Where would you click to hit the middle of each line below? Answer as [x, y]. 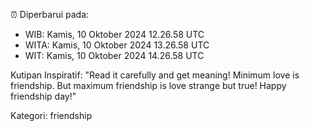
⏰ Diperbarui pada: [50, 14]
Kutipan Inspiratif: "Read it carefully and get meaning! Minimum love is [155, 75]
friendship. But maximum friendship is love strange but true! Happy [148, 85]
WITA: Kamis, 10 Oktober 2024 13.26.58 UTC [117, 45]
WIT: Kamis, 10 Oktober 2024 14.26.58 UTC [114, 55]
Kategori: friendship [51, 115]
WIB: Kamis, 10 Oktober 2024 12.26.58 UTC [114, 34]
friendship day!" [43, 96]
